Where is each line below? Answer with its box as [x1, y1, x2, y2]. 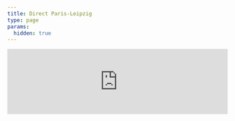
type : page [7, 17, 39, 24]
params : [7, 23, 30, 30]
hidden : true [13, 29, 52, 37]
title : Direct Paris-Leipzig [7, 10, 92, 17]
